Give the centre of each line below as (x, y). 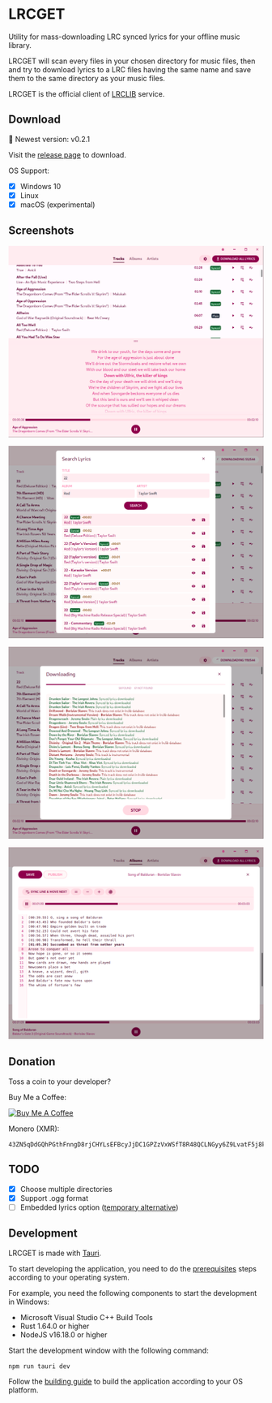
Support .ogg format (54, 1198)
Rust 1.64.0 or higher (55, 1326)
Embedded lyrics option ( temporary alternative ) (99, 1207)
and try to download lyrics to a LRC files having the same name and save (130, 69)
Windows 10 (40, 186)
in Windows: (29, 1302)
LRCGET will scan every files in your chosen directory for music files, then (132, 61)
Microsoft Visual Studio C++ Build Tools (87, 1317)
